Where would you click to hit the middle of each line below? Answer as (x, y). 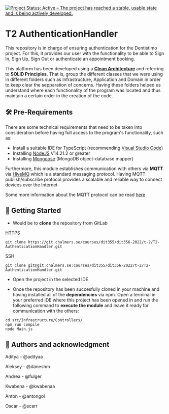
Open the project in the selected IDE (50, 279)
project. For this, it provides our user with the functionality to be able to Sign (85, 53)
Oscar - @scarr (22, 406)
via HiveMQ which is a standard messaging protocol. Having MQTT (75, 174)
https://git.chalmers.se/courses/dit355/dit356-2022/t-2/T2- (94, 242)
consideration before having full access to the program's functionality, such (84, 132)
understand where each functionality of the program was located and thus (83, 90)
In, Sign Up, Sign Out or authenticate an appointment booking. (70, 59)
